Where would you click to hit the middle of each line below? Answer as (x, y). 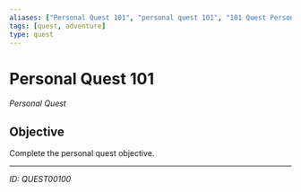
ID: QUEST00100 (40, 179)
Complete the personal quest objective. (82, 153)
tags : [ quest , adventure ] (57, 26)
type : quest (31, 34)
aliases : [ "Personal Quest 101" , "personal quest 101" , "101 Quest (138, 17)
